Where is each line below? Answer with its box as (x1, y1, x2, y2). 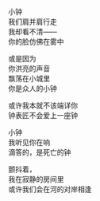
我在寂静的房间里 (8, 175, 64, 183)
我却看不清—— (8, 27, 57, 36)
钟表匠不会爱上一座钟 (8, 111, 78, 120)
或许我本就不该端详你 (8, 100, 78, 110)
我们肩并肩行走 (8, 17, 57, 26)
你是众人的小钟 (8, 84, 57, 93)
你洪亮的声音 (8, 64, 50, 73)
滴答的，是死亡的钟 (8, 148, 71, 157)
